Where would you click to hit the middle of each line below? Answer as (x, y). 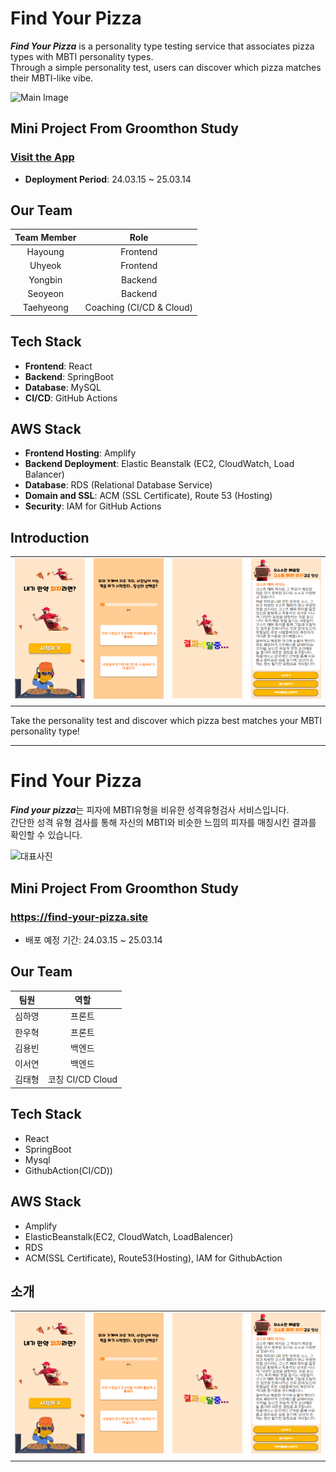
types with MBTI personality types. (82, 56)
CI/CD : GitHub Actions (71, 398)
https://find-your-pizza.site (79, 917)
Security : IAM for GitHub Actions (93, 506)
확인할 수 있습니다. (46, 835)
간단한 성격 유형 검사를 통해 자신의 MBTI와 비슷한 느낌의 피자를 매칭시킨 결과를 (163, 823)
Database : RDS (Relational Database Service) (118, 485)
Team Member (45, 237)
